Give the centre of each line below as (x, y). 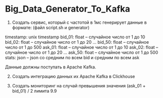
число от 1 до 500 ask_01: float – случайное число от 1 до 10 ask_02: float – (82, 47)
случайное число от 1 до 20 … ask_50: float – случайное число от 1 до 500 (81, 52)
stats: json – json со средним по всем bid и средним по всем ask (72, 57)
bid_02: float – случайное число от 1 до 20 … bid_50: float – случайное (77, 42)
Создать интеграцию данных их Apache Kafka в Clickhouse (73, 76)
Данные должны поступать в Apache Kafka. (51, 67)
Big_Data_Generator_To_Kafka (68, 9)
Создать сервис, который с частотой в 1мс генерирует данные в (79, 22)
